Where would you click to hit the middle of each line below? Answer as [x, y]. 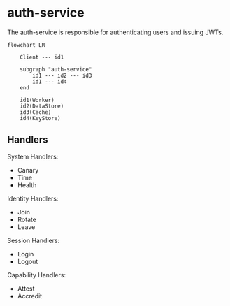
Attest [26, 289]
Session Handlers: [34, 240]
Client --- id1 [42, 57]
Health [27, 185]
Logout [28, 261]
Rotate [27, 219]
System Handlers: [33, 156]
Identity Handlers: [33, 198]
